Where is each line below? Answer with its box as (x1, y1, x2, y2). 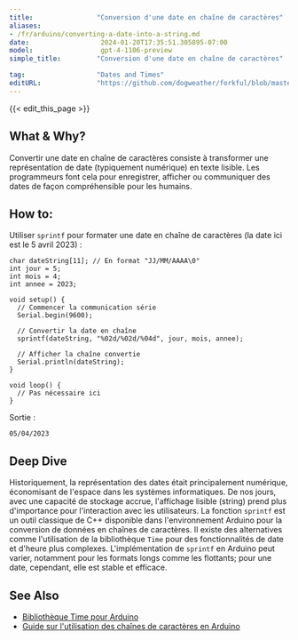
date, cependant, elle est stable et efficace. (9, 562, 168, 573)
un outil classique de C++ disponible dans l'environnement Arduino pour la (9, 515, 282, 525)
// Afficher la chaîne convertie (17, 350, 141, 359)
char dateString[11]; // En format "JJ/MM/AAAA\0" (9, 257, 200, 266)
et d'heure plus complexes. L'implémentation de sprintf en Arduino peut (9, 543, 275, 554)
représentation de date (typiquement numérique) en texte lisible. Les (9, 162, 260, 172)
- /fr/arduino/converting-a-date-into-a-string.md (9, 29, 200, 38)
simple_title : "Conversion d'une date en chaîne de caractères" (9, 54, 284, 63)
